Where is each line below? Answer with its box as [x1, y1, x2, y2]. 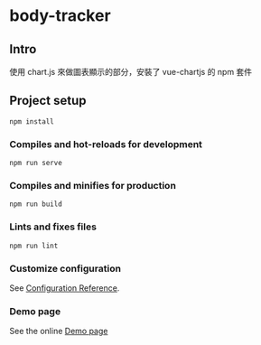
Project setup [9, 93, 88, 108]
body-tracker [9, 5, 111, 26]
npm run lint [9, 241, 59, 250]
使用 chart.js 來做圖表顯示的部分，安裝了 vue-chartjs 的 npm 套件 [9, 67, 253, 77]
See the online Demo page [9, 326, 108, 337]
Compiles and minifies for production [9, 180, 176, 192]
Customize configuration [9, 262, 122, 275]
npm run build [9, 200, 63, 209]
